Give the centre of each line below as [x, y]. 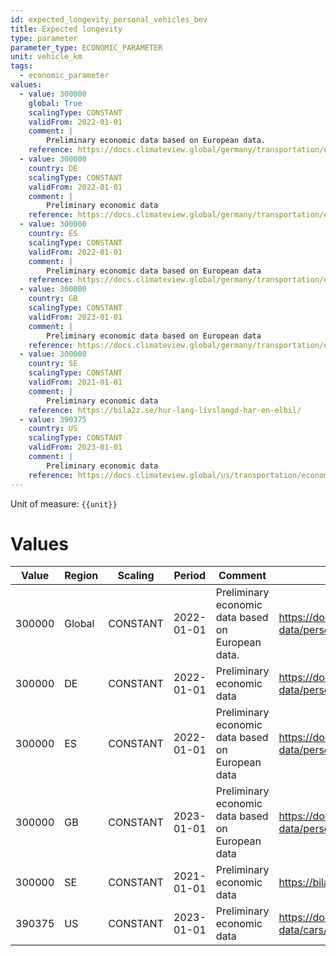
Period [190, 576]
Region [81, 576]
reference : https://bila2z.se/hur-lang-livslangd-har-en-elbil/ [165, 410]
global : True [55, 103]
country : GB [53, 299]
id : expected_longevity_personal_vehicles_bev [109, 19]
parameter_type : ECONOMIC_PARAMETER [86, 47]
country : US [53, 429]
